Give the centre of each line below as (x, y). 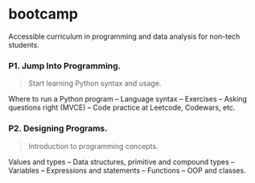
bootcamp (43, 14)
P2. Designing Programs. (58, 128)
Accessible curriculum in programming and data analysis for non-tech (124, 36)
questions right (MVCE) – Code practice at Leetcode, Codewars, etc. (122, 108)
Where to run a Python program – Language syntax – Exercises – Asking (128, 99)
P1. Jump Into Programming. (65, 65)
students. (24, 44)
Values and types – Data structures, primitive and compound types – (121, 161)
